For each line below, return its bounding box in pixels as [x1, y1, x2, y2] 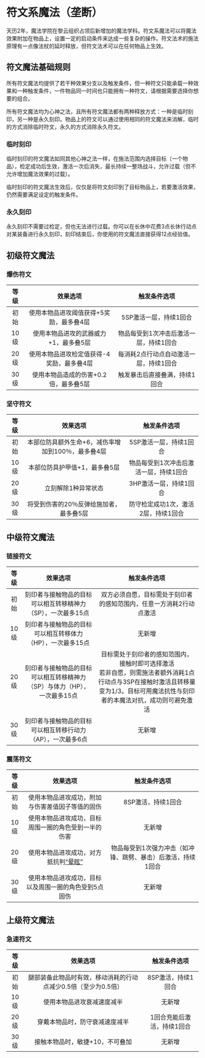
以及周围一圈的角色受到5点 [26, 883, 104, 891]
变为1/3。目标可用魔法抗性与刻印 [99, 687, 195, 695]
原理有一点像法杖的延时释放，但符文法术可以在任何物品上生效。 [6, 42, 167, 50]
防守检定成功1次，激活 [129, 500, 195, 508]
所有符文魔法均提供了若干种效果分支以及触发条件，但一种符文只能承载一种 [6, 79, 193, 86]
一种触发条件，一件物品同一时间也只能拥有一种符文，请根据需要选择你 [16, 87, 193, 94]
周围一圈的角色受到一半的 [28, 823, 102, 832]
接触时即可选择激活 [119, 659, 175, 668]
